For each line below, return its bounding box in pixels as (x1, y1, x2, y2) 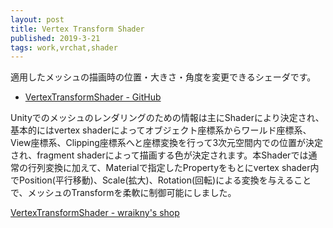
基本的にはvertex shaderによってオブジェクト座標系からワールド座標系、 (10, 124, 312, 136)
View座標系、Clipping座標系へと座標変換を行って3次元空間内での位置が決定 (10, 137, 324, 149)
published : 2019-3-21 (10, 33, 101, 43)
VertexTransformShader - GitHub (24, 91, 162, 103)
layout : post (10, 14, 65, 25)
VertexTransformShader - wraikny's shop (10, 207, 180, 219)
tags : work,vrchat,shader (10, 42, 118, 53)
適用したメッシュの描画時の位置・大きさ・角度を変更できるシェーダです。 (10, 71, 317, 83)
